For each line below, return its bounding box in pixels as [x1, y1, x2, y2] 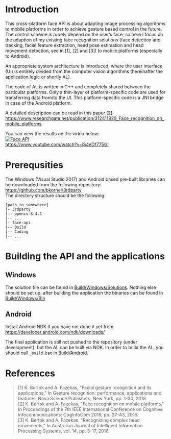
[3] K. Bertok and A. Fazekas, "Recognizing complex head [17, 417, 140, 423]
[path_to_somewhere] [5, 202, 50, 207]
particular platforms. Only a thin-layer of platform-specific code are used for [5, 89, 166, 95]
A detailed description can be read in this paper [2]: [5, 110, 114, 116]
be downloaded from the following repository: [5, 181, 102, 187]
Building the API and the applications [5, 251, 165, 262]
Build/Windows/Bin [5, 295, 45, 301]
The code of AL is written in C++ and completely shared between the [5, 83, 151, 90]
